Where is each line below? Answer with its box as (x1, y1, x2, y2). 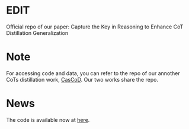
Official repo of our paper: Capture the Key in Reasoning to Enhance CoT (6, 23, 184, 30)
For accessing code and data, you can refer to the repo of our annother (6, 69, 180, 77)
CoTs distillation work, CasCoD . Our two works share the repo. (6, 76, 159, 83)
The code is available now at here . (6, 116, 90, 123)
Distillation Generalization (6, 29, 69, 36)
